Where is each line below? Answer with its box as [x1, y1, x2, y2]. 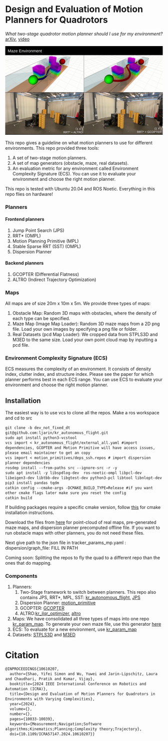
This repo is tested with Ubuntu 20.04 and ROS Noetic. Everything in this [5, 186, 155, 192]
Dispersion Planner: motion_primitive [19, 600, 96, 606]
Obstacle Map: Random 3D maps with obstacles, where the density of [12, 310, 156, 316]
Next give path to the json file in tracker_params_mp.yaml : [5, 540, 126, 546]
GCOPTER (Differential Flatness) [12, 271, 79, 277]
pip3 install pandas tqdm [5, 480, 59, 485]
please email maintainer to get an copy [5, 450, 91, 455]
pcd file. [12, 342, 30, 348]
